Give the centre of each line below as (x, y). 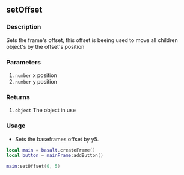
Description (24, 27)
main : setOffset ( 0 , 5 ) (33, 167)
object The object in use (45, 110)
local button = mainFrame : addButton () (55, 156)
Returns (18, 97)
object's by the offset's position (45, 46)
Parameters (23, 62)
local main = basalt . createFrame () (51, 150)
